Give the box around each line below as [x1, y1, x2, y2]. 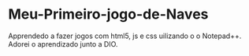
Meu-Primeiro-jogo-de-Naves [8, 5, 209, 23]
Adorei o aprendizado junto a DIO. [8, 39, 118, 48]
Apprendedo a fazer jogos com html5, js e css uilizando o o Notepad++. [8, 31, 242, 40]
